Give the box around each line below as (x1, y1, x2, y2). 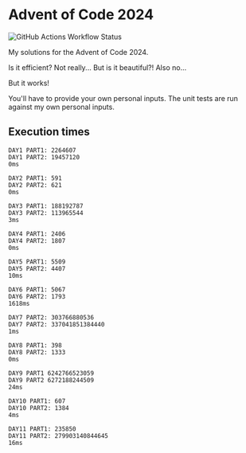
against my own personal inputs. (8, 102, 115, 111)
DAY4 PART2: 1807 (8, 236, 66, 244)
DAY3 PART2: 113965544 (8, 209, 84, 217)
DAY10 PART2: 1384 (8, 404, 69, 412)
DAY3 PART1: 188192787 (8, 201, 84, 210)
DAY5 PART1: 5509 (8, 257, 66, 266)
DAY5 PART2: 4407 (8, 264, 66, 272)
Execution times (8, 125, 90, 139)
